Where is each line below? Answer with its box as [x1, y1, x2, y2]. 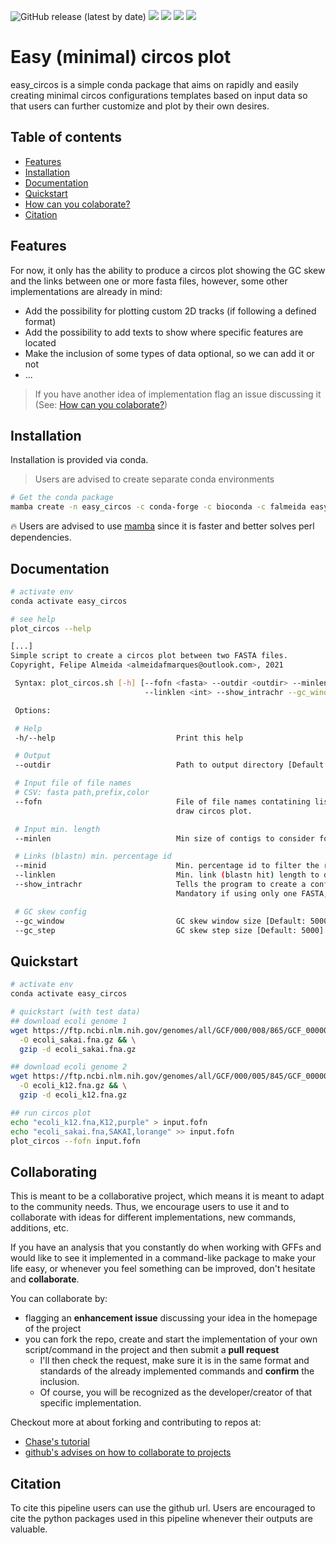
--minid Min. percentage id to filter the [14, 861, 320, 871]
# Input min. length [14, 824, 101, 834]
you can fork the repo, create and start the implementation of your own [24, 1333, 318, 1345]
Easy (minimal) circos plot [10, 46, 232, 69]
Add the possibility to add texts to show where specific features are [24, 326, 304, 338]
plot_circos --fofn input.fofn [10, 1136, 141, 1146]
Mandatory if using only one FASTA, [175, 888, 329, 899]
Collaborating [10, 1163, 98, 1180]
